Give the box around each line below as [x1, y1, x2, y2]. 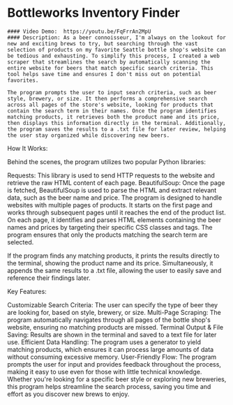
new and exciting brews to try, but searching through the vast [7, 40, 198, 47]
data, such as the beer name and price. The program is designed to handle [7, 193, 223, 202]
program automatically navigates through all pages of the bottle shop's [7, 316, 211, 324]
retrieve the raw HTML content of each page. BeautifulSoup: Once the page [7, 178, 225, 186]
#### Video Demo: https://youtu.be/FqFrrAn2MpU [7, 28, 151, 35]
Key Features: [7, 287, 47, 295]
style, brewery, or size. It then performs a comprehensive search [7, 95, 208, 102]
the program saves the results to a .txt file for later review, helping [7, 126, 227, 133]
